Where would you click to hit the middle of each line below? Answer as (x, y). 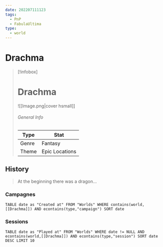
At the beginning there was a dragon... (57, 181)
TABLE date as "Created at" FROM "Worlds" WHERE (57, 205)
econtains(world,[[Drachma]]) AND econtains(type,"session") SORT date (81, 236)
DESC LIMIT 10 (20, 241)
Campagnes (20, 194)
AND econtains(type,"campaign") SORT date (79, 209)
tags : (11, 15)
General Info (30, 117)
